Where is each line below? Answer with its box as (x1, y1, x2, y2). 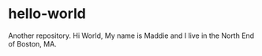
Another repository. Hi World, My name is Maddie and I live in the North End (8, 31, 255, 40)
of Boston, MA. (8, 39, 57, 48)
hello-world (8, 5, 87, 23)
